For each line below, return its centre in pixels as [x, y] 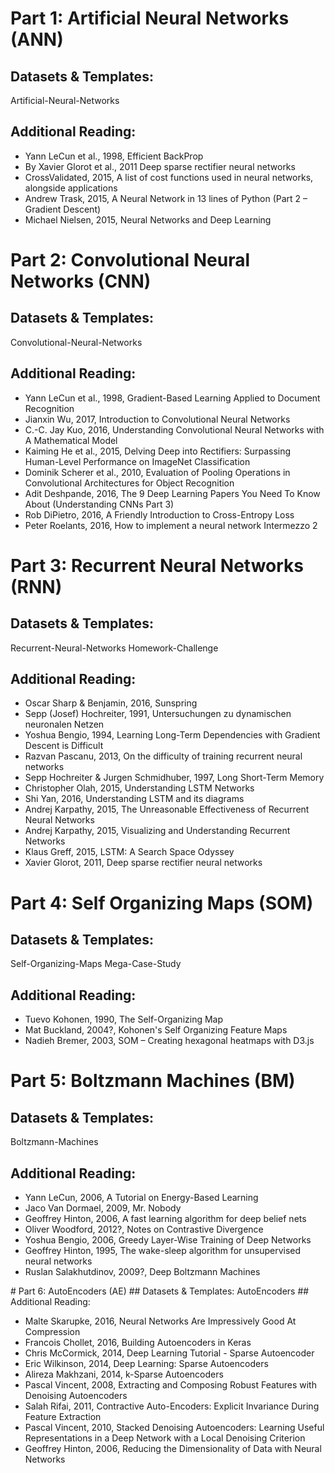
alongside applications [71, 188]
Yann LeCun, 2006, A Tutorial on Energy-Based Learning [141, 1198]
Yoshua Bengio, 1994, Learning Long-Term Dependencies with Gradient [172, 735]
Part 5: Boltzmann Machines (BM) [153, 1081]
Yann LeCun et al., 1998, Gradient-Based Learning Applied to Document [172, 398]
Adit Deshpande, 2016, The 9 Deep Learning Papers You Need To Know [172, 493]
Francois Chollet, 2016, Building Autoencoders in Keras [138, 1343]
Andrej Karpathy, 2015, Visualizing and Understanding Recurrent [157, 831]
